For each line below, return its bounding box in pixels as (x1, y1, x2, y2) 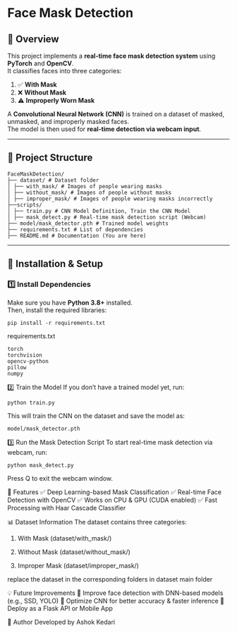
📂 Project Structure (7, 152, 93, 164)
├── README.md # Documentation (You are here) (7, 232, 147, 239)
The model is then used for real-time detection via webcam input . (7, 125, 202, 133)
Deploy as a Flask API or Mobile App (7, 604, 113, 613)
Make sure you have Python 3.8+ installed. (7, 298, 133, 307)
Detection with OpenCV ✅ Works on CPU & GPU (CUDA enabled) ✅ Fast (7, 496, 217, 504)
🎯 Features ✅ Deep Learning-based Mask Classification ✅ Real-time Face (7, 488, 222, 496)
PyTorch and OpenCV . (7, 59, 74, 68)
